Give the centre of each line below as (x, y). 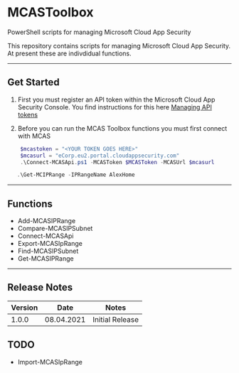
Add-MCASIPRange (47, 221)
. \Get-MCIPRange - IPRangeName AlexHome (76, 175)
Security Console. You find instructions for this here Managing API (115, 107)
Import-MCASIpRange (50, 362)
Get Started (33, 82)
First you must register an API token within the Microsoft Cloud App (116, 99)
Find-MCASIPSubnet (48, 251)
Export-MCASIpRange (50, 244)
